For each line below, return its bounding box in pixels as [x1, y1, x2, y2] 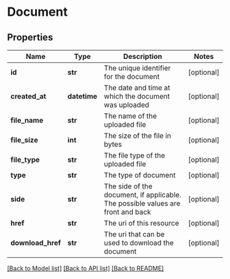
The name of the [103, 111, 157, 121]
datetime [67, 92, 98, 101]
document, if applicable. [103, 190, 181, 199]
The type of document [103, 171, 176, 180]
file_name [10, 116, 44, 125]
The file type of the [103, 151, 166, 160]
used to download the [103, 238, 174, 247]
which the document [103, 92, 170, 101]
